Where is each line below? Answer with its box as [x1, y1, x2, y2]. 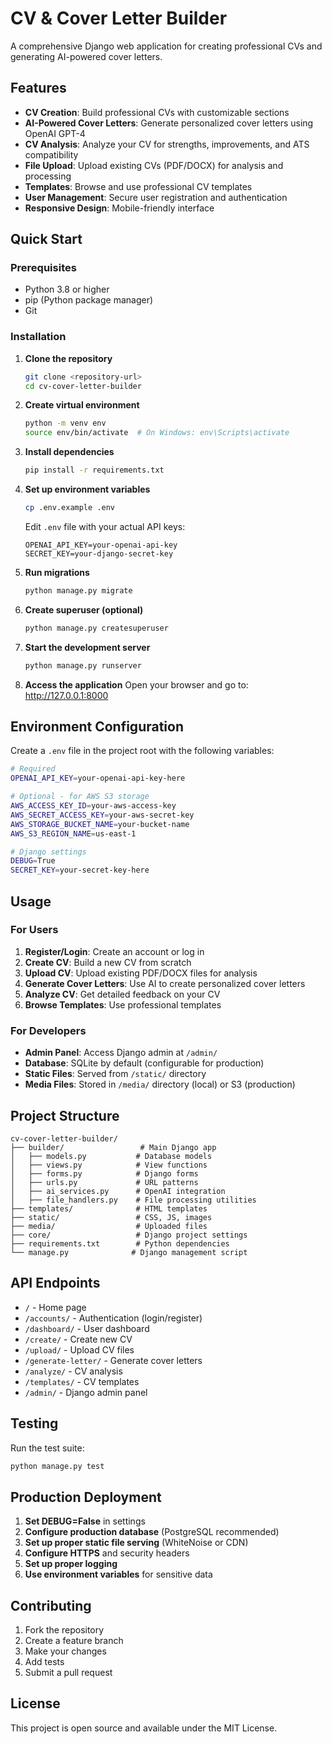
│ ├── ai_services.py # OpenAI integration [10, 1186, 226, 1196]
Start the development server [24, 641, 151, 653]
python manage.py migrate [24, 585, 133, 596]
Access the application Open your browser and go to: [24, 678, 249, 691]
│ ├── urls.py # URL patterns [10, 1177, 199, 1187]
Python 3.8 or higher [24, 283, 110, 296]
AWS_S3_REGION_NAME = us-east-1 [10, 828, 137, 839]
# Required [10, 764, 56, 774]
